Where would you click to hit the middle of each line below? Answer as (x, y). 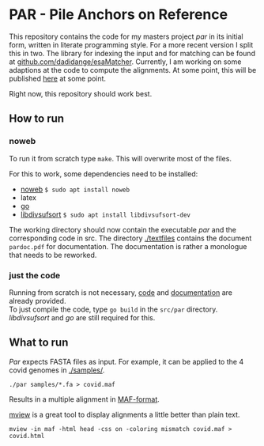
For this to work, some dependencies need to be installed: (104, 174)
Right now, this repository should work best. (81, 93)
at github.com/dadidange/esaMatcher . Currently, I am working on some (125, 62)
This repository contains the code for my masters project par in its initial (126, 36)
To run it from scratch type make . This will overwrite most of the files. (121, 158)
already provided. (38, 300)
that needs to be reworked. (53, 255)
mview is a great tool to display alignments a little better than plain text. (124, 414)
